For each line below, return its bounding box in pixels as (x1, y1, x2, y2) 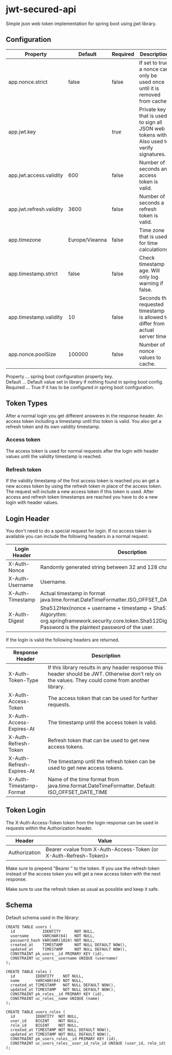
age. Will (139, 267, 160, 274)
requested (139, 301, 164, 308)
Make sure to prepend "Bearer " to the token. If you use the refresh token (6, 865, 160, 871)
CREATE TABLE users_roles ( (6, 1009, 66, 1015)
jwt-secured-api (6, 4, 77, 15)
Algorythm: (40, 611, 67, 618)
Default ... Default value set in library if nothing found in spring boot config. (6, 378, 164, 385)
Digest (8, 617, 24, 624)
